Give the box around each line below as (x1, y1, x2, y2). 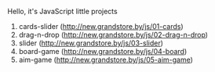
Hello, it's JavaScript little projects (7, 7, 118, 16)
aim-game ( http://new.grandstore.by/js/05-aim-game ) (18, 55, 194, 64)
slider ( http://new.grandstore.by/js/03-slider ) (18, 38, 164, 48)
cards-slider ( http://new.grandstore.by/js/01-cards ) (18, 22, 184, 31)
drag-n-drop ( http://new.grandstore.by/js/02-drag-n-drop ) (18, 31, 209, 39)
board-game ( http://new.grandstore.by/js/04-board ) (18, 47, 188, 56)
